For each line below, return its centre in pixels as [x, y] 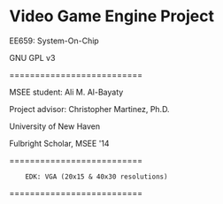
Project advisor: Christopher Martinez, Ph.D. [89, 109]
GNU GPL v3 [32, 57]
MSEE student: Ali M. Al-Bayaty [66, 92]
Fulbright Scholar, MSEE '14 [59, 143]
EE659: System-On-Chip [54, 41]
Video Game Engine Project [112, 16]
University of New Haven [55, 126]
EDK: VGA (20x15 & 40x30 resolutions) [96, 177]
